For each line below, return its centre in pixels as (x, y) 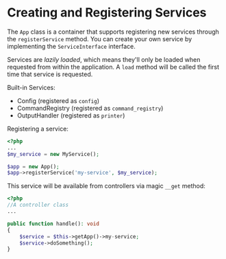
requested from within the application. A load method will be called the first (113, 67)
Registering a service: (38, 128)
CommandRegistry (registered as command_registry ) (90, 108)
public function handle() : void (53, 224)
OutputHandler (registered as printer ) (71, 115)
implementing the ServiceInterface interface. (71, 46)
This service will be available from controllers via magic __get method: (106, 186)
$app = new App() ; (33, 166)
